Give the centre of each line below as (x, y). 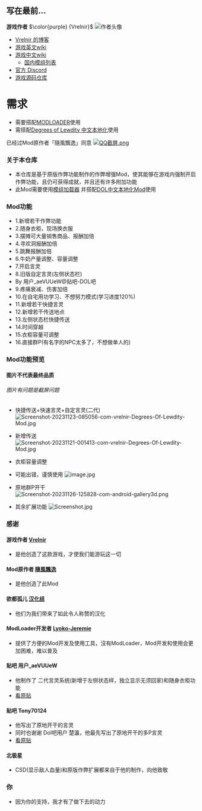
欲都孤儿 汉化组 (26, 599)
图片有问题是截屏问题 (33, 390)
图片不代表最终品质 (30, 375)
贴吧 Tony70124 (27, 710)
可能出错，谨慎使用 (39, 474)
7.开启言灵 (28, 266)
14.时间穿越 (29, 327)
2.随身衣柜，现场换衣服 (44, 229)
